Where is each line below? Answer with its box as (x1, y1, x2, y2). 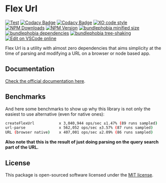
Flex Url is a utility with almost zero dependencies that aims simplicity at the (5, 45, 161, 51)
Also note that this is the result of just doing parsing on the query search (5, 139, 159, 145)
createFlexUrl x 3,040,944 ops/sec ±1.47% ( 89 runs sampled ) (5, 121, 157, 126)
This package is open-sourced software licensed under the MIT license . (5, 172, 153, 178)
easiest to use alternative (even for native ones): (5, 111, 105, 117)
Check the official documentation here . (5, 78, 86, 84)
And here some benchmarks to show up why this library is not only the (5, 106, 151, 112)
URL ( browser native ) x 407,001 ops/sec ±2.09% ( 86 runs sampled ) (5, 130, 153, 135)
